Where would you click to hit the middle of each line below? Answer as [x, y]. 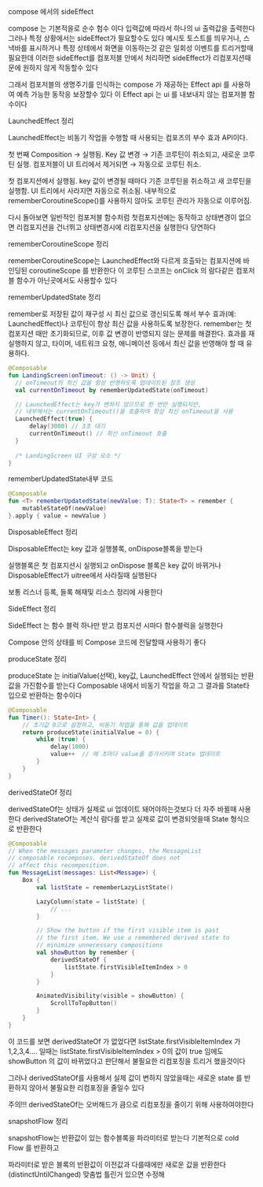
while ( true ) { [61, 740]
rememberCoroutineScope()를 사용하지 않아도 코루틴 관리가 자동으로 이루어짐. [130, 200]
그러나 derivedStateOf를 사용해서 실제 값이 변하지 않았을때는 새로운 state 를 [125, 1078]
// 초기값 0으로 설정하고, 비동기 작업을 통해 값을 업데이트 [105, 725]
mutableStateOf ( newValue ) [65, 509]
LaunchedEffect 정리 [41, 121]
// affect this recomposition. [59, 866]
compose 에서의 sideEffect [51, 11]
